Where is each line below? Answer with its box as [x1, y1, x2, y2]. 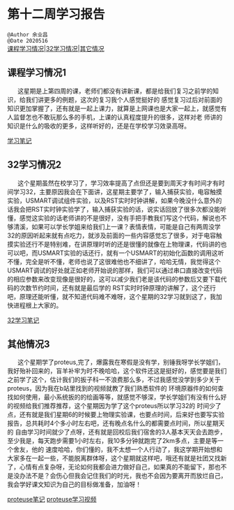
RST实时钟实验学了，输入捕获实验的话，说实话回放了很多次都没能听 [31, 205, 226, 213]
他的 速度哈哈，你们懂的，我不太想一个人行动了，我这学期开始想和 [31, 445, 223, 454]
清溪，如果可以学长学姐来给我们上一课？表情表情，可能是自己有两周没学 [13, 222, 221, 231]
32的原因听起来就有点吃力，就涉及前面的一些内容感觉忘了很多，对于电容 [7, 231, 217, 240]
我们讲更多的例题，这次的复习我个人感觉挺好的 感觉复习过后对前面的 [25, 95, 223, 103]
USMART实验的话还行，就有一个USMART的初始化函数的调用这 [37, 249, 218, 257]
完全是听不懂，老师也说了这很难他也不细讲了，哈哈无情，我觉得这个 [25, 257, 221, 265]
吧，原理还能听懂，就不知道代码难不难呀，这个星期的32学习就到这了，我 [7, 292, 217, 300]
